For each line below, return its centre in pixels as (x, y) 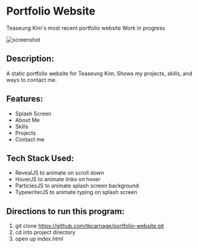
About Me (28, 120)
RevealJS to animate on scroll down (60, 173)
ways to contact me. (32, 79)
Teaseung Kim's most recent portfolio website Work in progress (86, 28)
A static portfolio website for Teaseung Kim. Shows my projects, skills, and (99, 73)
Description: (30, 59)
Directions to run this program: (66, 211)
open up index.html (39, 239)
